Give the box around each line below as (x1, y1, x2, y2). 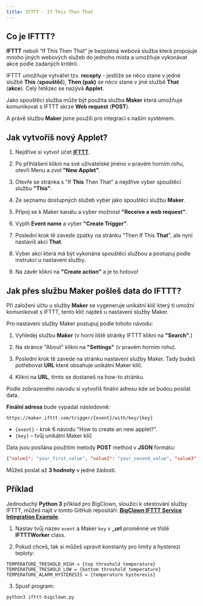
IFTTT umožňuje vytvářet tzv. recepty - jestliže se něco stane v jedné (6, 72, 181, 79)
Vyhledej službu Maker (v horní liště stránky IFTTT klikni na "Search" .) (15, 331, 193, 339)
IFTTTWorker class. (15, 531, 66, 538)
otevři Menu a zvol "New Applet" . (15, 167, 101, 174)
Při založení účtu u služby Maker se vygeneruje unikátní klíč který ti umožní (6, 302, 195, 309)
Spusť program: (15, 582, 55, 590)
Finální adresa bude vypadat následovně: (6, 404, 110, 411)
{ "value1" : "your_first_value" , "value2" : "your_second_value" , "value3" (6, 456, 197, 462)
